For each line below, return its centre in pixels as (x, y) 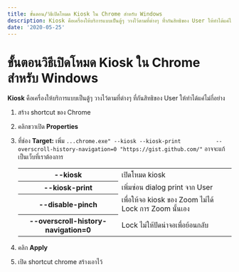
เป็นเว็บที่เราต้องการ (41, 157)
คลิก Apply (33, 248)
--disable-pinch (68, 204)
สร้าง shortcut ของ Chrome (54, 113)
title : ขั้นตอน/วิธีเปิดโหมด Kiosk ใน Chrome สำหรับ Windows (85, 14)
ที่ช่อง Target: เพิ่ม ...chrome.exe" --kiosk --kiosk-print (99, 141)
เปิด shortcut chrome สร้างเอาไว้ (60, 262)
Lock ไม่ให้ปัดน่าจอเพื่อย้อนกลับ (165, 225)
